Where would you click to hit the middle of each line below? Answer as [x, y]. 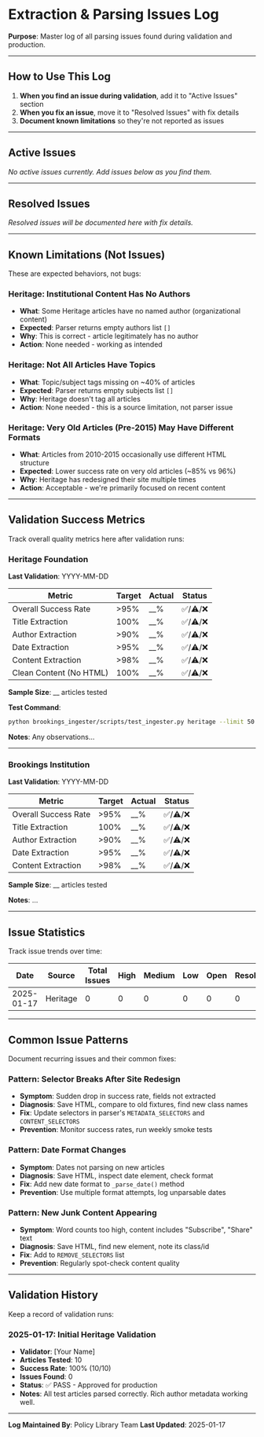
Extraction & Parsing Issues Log [114, 15]
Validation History [53, 1295]
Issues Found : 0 [46, 1376]
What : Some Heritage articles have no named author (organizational [130, 311]
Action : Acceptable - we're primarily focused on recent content [123, 488]
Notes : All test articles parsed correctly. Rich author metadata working [134, 1394]
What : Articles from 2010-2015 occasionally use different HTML [123, 454]
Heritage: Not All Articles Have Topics [82, 365]
